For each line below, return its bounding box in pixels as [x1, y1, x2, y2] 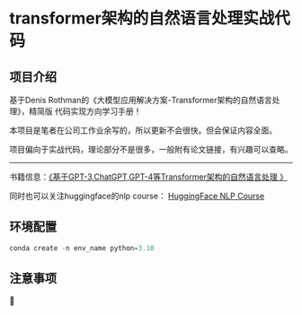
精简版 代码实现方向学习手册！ [28, 106, 142, 117]
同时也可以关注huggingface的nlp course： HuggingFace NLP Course [9, 190, 265, 201]
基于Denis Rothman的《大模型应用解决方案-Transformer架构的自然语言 [9, 95, 272, 105]
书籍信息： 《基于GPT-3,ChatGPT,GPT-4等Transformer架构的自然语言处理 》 [9, 171, 288, 182]
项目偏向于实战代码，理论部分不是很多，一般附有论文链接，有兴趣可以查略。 [9, 144, 293, 154]
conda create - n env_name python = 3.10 [9, 243, 155, 252]
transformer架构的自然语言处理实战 [9, 8, 275, 29]
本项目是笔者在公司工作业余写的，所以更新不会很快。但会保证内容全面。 [9, 125, 277, 136]
